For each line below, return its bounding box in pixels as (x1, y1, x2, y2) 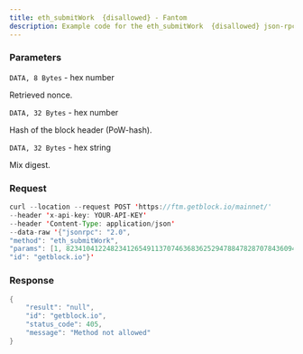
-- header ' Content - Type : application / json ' (9, 219, 176, 228)
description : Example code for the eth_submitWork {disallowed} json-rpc (9, 22, 297, 31)
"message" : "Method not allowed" (25, 329, 151, 338)
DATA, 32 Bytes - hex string (9, 142, 111, 153)
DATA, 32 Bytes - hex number (9, 107, 119, 117)
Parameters (9, 51, 61, 64)
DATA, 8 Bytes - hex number (9, 71, 115, 82)
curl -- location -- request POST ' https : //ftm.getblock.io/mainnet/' (9, 202, 272, 212)
